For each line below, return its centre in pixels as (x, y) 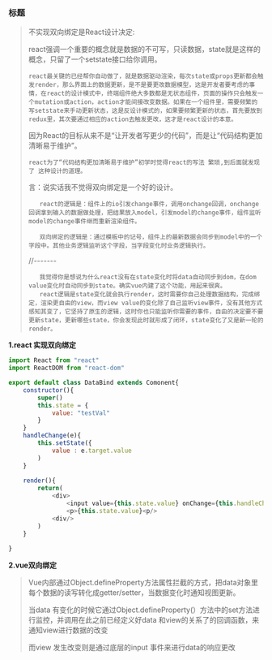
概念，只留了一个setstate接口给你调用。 (95, 59)
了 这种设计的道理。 (57, 171)
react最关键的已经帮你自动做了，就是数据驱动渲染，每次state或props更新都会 (143, 76)
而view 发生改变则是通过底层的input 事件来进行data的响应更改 (132, 648)
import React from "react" (54, 360)
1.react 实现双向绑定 (42, 345)
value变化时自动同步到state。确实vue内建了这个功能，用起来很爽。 (127, 286)
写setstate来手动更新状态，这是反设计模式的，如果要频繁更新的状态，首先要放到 (145, 111)
